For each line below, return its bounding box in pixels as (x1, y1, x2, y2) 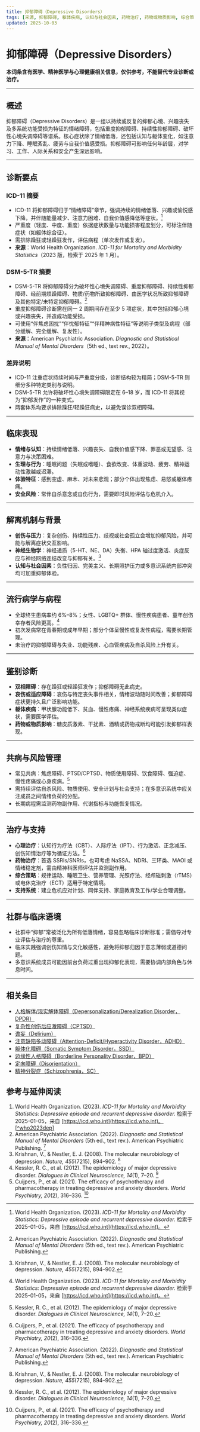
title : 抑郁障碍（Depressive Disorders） (6, 8, 105, 15)
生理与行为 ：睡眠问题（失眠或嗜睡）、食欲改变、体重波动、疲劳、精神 (14, 460, 185, 467)
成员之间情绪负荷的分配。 (20, 793, 83, 800)
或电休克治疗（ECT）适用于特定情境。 (14, 879, 109, 886)
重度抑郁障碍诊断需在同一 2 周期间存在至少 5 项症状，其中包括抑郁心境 (14, 305, 189, 313)
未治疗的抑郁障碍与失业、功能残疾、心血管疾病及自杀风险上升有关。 (14, 641, 182, 648)
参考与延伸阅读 (6, 1087, 61, 1097)
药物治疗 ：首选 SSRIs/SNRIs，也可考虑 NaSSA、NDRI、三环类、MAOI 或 (14, 857, 193, 864)
